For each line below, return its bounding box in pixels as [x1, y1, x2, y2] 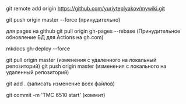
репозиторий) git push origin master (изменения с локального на [6, 63, 167, 70]
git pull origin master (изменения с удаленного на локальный [6, 57, 157, 63]
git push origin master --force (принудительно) [6, 16, 121, 23]
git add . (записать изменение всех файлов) [6, 80, 115, 87]
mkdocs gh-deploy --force [6, 45, 71, 52]
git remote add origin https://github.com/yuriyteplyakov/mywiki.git [6, 5, 165, 12]
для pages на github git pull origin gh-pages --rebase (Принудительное [6, 27, 181, 34]
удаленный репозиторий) [6, 69, 69, 75]
